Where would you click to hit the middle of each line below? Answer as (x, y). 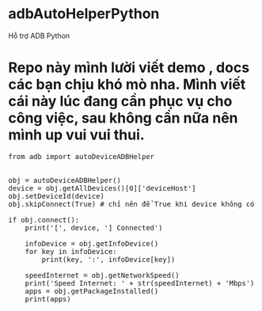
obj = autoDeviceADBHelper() (65, 180)
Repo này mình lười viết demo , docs (129, 68)
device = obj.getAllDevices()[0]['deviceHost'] (102, 188)
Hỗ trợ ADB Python (39, 36)
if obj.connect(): (44, 220)
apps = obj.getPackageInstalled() (92, 291)
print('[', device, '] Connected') (94, 228)
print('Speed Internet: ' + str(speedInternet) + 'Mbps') (140, 283)
